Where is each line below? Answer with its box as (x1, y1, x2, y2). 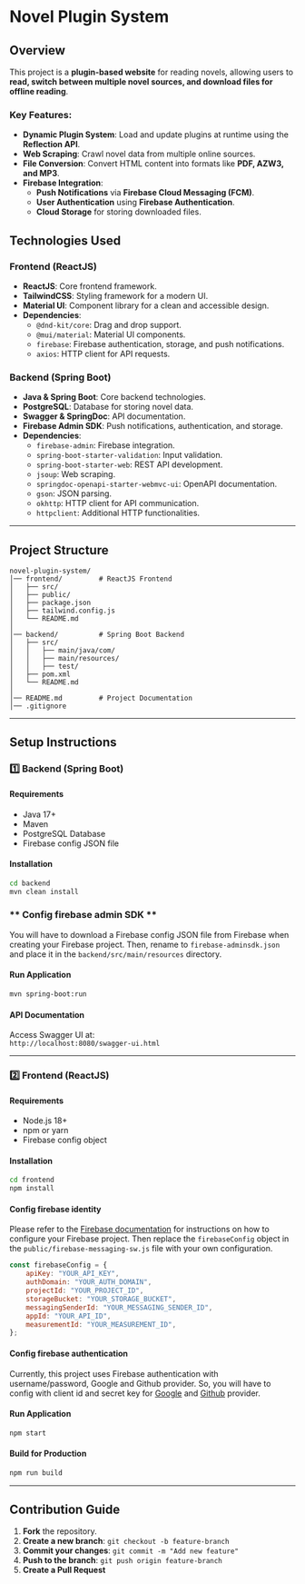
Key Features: (9, 108, 73, 121)
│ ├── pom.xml (9, 670, 71, 679)
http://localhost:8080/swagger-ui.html (9, 1039, 161, 1049)
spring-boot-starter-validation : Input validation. (35, 450, 223, 461)
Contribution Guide (9, 1502, 121, 1518)
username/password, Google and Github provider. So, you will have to (9, 1378, 271, 1389)
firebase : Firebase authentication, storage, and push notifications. (35, 338, 285, 349)
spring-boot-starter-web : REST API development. (35, 459, 223, 470)
